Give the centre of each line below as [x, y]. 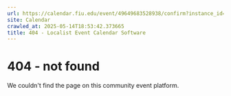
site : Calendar [29, 20]
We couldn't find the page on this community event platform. [93, 86]
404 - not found [53, 67]
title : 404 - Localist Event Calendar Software [77, 33]
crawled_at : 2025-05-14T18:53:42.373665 [66, 26]
